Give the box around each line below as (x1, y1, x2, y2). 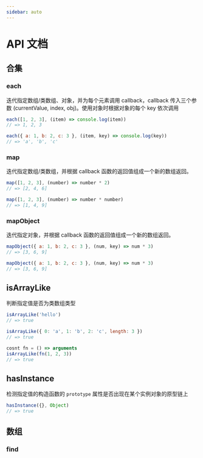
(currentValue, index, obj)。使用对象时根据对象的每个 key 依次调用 (13, 104, 179, 112)
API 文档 (6, 37, 49, 51)
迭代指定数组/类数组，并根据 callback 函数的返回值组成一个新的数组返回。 (6, 168, 192, 175)
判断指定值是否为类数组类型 (6, 299, 76, 307)
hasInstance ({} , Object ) (6, 403, 69, 409)
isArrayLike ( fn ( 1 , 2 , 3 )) (6, 351, 72, 357)
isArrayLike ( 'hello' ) (6, 312, 61, 318)
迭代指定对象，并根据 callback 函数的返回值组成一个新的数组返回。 (6, 231, 174, 238)
